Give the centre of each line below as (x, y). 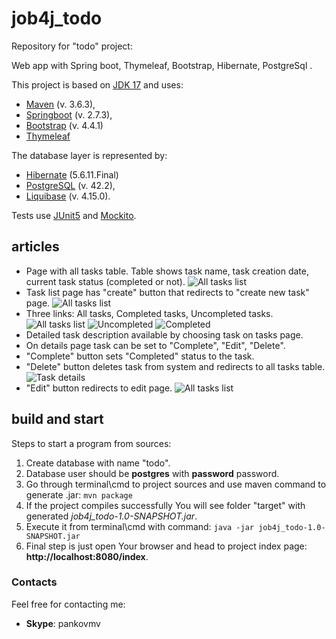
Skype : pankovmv (63, 623)
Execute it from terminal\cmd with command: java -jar (140, 526)
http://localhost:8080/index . (87, 556)
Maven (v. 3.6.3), (60, 104)
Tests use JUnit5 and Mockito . (74, 215)
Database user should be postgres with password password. (152, 473)
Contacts (34, 582)
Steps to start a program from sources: (91, 443)
